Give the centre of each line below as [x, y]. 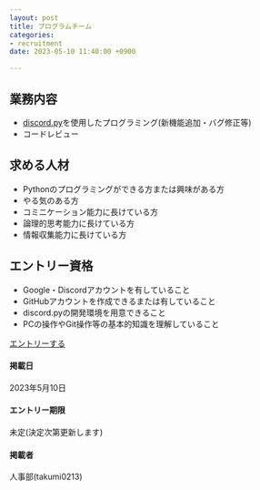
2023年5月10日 [38, 387]
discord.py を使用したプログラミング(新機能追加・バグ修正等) [137, 122]
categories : [32, 35]
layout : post [34, 18]
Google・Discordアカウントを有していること [106, 290]
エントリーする [37, 343]
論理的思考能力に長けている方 [78, 223]
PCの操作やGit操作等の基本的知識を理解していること [121, 323]
